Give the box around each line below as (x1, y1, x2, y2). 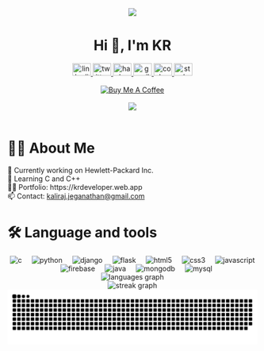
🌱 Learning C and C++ (7, 174, 81, 183)
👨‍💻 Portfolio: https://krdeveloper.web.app (7, 182, 143, 191)
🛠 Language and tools (7, 224, 158, 241)
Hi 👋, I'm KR (93, 37, 172, 55)
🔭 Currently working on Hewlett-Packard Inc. (7, 165, 154, 175)
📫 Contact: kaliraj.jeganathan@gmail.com (7, 191, 145, 201)
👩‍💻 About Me (7, 139, 96, 157)
